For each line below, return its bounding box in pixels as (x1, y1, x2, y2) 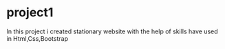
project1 (6, 5, 54, 20)
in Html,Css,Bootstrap (6, 34, 68, 42)
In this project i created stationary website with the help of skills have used (6, 27, 218, 35)
